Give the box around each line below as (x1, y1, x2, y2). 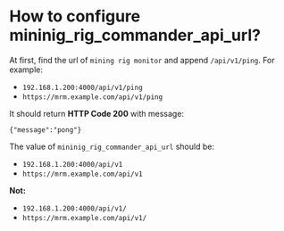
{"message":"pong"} (9, 125, 82, 135)
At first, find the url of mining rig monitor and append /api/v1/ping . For (9, 54, 275, 65)
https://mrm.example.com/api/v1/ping (21, 92, 163, 102)
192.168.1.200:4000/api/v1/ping (21, 83, 143, 92)
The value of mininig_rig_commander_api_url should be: (9, 141, 214, 152)
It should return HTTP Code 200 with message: (9, 108, 185, 119)
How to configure (9, 6, 141, 27)
